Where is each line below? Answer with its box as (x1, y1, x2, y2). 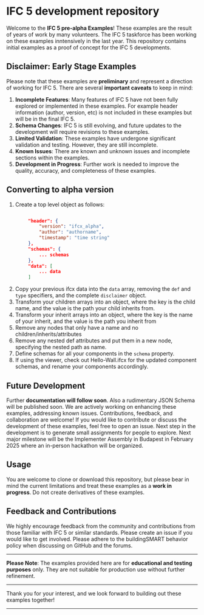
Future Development (6, 380, 86, 391)
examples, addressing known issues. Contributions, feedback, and (6, 409, 173, 417)
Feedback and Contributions (6, 506, 117, 516)
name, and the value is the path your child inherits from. (15, 305, 155, 312)
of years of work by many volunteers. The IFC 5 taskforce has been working (6, 30, 197, 38)
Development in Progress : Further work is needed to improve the (15, 160, 179, 168)
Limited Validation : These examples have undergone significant (15, 134, 176, 142)
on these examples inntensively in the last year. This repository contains (6, 37, 186, 44)
